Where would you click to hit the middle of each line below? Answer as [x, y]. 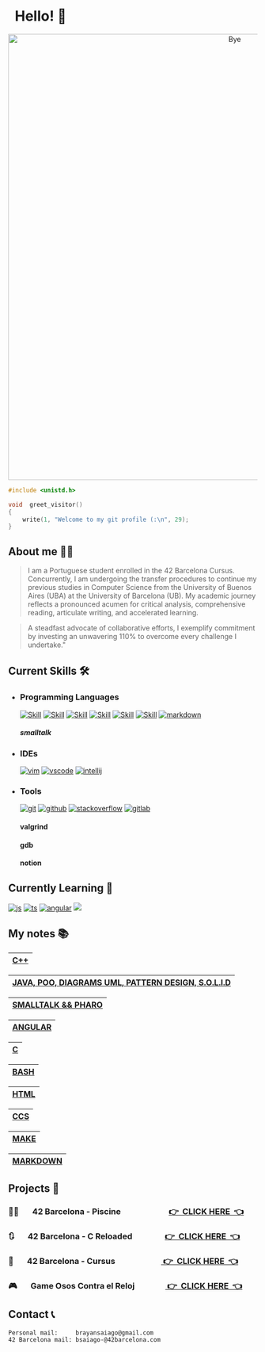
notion [30, 863]
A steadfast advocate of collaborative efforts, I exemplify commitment [141, 628]
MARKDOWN [38, 1161]
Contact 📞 [32, 1314]
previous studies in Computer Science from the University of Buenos [139, 588]
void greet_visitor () [45, 504]
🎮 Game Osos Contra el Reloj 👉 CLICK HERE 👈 [125, 1285]
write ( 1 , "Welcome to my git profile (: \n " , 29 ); [106, 519]
